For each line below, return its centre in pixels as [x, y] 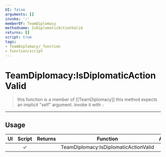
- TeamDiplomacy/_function [33, 46]
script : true [19, 38]
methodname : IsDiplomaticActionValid [44, 28]
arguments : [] [20, 14]
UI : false [15, 10]
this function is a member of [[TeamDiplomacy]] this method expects [87, 100]
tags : [11, 42]
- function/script [24, 51]
